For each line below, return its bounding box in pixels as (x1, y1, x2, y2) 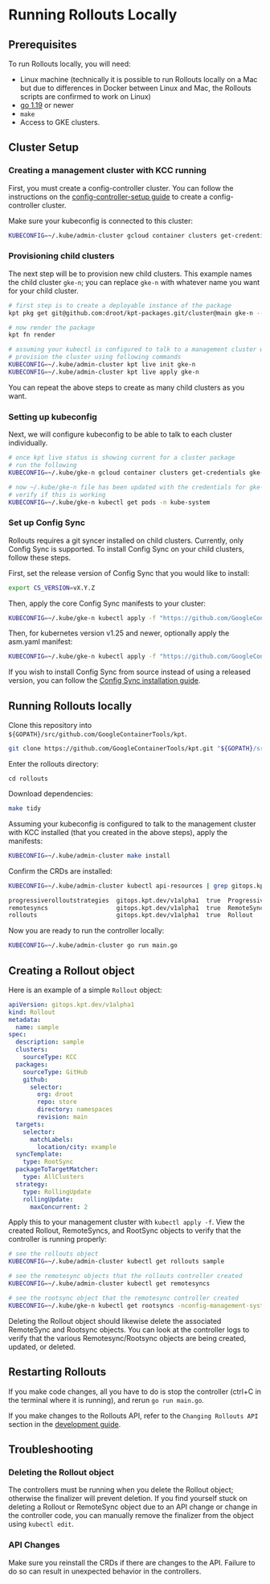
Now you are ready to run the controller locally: (8, 926, 165, 936)
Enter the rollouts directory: (8, 759, 99, 769)
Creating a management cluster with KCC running (8, 165, 207, 176)
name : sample (15, 1023, 59, 1032)
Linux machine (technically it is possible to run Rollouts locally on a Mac (19, 75, 258, 84)
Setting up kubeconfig (8, 411, 98, 422)
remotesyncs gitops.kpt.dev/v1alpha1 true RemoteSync (8, 904, 264, 912)
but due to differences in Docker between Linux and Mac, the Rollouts (19, 83, 252, 93)
